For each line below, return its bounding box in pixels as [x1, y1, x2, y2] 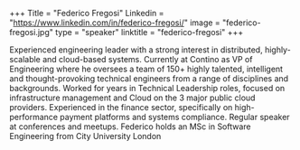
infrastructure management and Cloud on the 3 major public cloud [9, 92, 256, 103]
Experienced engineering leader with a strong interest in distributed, [9, 44, 264, 55]
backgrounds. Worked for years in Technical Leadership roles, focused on [9, 83, 286, 93]
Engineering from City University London [9, 131, 162, 141]
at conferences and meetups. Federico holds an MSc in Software [9, 121, 251, 132]
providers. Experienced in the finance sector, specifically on [9, 102, 233, 112]
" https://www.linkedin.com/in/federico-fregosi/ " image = [9, 17, 221, 28]
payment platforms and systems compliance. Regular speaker [60, 112, 291, 122]
